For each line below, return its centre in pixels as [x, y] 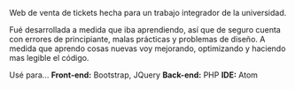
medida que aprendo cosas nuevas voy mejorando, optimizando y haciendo [147, 48]
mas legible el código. [49, 58]
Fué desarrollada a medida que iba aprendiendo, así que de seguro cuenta [145, 30]
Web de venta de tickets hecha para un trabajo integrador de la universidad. [148, 13]
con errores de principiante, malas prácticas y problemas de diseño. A [137, 39]
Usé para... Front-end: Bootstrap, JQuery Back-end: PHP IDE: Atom [134, 75]
